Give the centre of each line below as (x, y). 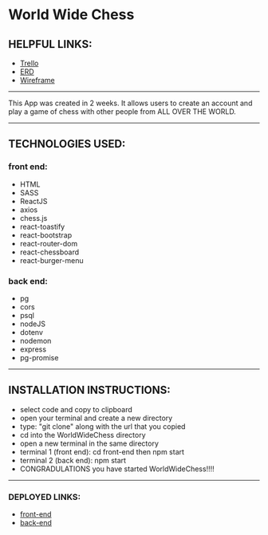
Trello (29, 63)
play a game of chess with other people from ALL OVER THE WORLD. (122, 112)
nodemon (35, 340)
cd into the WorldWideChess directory (83, 435)
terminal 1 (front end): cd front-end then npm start (102, 451)
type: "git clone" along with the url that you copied (102, 426)
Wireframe (37, 80)
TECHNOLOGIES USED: (67, 144)
